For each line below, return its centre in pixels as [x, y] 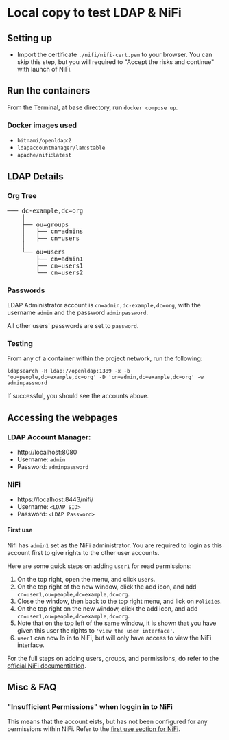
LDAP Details [35, 176]
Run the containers [49, 91]
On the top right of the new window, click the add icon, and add [107, 587]
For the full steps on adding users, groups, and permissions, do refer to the [113, 658]
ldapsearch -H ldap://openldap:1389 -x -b [69, 371]
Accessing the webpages [62, 417]
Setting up [30, 38]
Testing [20, 344]
